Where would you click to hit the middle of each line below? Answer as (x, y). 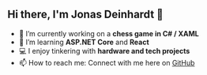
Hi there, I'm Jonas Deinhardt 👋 (85, 15)
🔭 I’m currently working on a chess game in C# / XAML (109, 33)
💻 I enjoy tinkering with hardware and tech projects (104, 51)
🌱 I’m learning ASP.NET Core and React (84, 42)
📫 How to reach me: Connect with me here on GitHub (107, 62)
